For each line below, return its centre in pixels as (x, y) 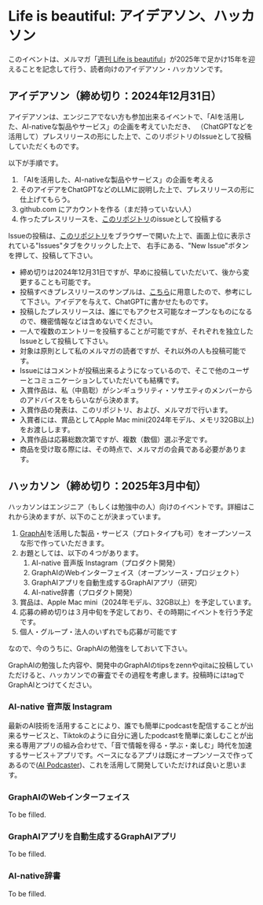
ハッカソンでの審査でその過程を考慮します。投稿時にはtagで (147, 674)
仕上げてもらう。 (47, 199)
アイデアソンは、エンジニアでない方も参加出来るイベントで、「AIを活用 (123, 116)
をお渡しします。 (47, 429)
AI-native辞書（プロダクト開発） (84, 592)
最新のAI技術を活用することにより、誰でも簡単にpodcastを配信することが (128, 726)
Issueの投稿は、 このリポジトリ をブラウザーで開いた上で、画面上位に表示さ (130, 235)
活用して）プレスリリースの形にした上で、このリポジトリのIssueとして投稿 (130, 136)
